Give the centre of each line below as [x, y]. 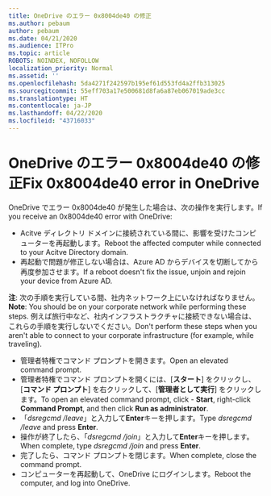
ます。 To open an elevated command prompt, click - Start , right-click [135, 399]
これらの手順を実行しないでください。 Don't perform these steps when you [133, 326]
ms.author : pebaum [39, 23]
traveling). [25, 344]
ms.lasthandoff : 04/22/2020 [56, 114]
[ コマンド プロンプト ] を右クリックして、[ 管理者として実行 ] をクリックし [141, 389]
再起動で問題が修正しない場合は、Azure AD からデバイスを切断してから [139, 261]
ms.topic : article [39, 53]
